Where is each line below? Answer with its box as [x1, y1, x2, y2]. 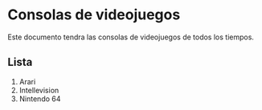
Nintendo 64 [18, 94, 61, 104]
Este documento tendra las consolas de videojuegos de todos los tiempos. [7, 32, 255, 42]
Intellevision [18, 85, 59, 95]
